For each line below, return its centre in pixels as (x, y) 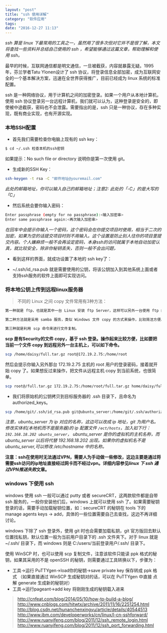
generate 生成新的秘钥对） (45, 582)
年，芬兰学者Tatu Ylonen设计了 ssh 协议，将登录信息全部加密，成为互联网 (81, 72)
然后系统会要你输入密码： (38, 206)
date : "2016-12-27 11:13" (32, 28)
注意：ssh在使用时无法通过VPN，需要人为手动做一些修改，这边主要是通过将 (83, 457)
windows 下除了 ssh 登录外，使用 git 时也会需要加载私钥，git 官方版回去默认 (83, 530)
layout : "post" (21, 10)
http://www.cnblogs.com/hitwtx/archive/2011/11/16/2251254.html (83, 604)
